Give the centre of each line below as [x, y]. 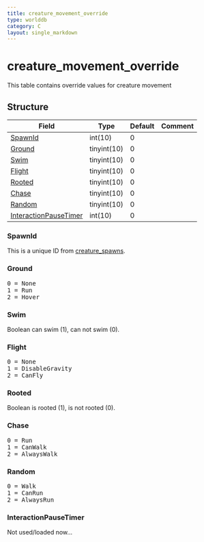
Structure [28, 107]
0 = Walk [21, 486]
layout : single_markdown [42, 33]
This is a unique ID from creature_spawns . [66, 251]
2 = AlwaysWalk [32, 454]
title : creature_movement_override [58, 13]
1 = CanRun [25, 493]
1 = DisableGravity [40, 369]
